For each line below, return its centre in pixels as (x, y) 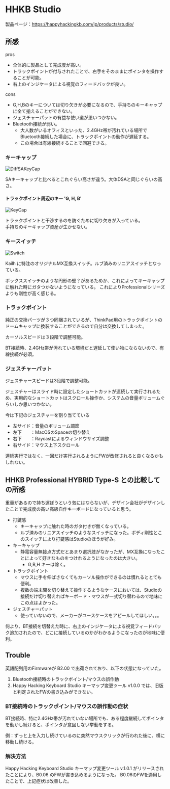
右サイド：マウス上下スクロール (46, 445)
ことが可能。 (30, 77)
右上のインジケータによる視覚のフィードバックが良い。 (70, 84)
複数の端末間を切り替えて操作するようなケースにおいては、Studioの (91, 590)
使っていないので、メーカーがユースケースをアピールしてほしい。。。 (91, 615)
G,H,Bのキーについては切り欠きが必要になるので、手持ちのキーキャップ (87, 104)
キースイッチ (21, 242)
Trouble (18, 655)
